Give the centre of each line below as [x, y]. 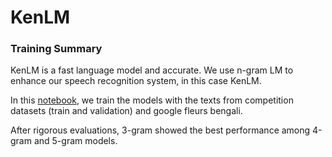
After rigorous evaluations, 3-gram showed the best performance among [160, 130]
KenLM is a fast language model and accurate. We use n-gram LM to [152, 70]
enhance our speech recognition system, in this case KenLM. [136, 81]
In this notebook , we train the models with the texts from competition [152, 100]
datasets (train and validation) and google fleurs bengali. [126, 111]
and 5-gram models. [75, 141]
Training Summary [56, 49]
